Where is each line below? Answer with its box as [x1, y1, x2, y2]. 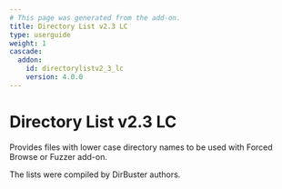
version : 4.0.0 [25, 73, 84, 82]
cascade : [9, 47, 43, 56]
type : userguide [9, 30, 71, 39]
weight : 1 [9, 38, 47, 48]
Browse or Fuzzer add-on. [9, 151, 107, 162]
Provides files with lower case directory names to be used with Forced [9, 142, 273, 153]
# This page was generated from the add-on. [9, 13, 181, 23]
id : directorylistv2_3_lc [25, 65, 125, 74]
